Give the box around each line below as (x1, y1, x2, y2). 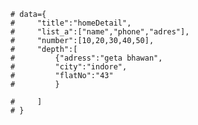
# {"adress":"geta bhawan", (10, 53, 163, 63)
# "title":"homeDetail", (10, 18, 132, 28)
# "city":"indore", (10, 62, 128, 72)
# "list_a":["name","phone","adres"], (10, 27, 190, 37)
